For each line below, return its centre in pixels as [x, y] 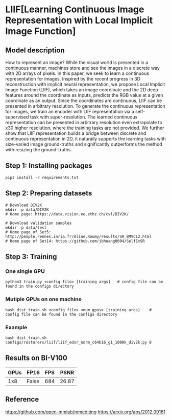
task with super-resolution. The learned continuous [84, 117]
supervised [17, 117]
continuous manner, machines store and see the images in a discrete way [82, 68]
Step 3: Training [31, 257]
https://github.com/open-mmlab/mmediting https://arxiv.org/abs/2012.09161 [86, 412]
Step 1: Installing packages [49, 166]
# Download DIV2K [24, 205]
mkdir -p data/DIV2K [27, 209]
